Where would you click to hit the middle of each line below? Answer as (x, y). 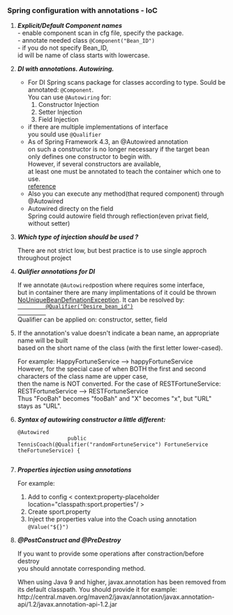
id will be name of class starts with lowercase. (83, 55)
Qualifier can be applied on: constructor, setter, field (92, 319)
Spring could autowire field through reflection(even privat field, (118, 216)
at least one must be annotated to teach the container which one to (124, 172)
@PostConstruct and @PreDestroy (69, 540)
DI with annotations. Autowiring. (66, 69)
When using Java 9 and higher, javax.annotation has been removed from (122, 582)
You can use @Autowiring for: (69, 97)
